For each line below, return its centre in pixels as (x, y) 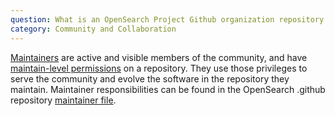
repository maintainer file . (63, 100)
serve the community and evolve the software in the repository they (150, 78)
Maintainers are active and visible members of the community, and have (159, 57)
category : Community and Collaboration (93, 29)
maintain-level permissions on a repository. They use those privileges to (159, 68)
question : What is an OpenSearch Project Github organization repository (167, 19)
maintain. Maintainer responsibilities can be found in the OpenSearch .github (168, 89)
